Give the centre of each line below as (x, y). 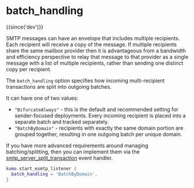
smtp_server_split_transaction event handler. (59, 158)
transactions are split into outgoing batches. (59, 86)
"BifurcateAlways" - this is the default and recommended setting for (96, 109)
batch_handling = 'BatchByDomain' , (54, 174)
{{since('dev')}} (25, 27)
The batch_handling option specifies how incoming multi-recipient (85, 81)
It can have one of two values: (42, 98)
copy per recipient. (29, 69)
